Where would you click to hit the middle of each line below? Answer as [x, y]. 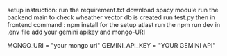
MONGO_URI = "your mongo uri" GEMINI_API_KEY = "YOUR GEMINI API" [111, 45]
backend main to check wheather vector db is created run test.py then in [111, 17]
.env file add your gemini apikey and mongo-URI [76, 32]
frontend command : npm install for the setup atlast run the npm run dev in [114, 25]
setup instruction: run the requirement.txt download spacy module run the [113, 10]
